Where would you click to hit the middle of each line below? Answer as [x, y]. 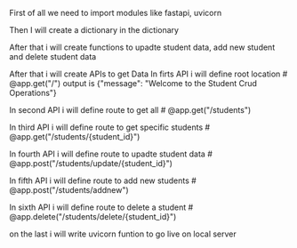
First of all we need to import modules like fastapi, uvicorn [116, 13]
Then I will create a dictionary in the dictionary [94, 30]
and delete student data [53, 56]
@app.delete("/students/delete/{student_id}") [93, 216]
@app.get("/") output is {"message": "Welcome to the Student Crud [133, 83]
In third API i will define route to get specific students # [110, 127]
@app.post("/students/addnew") [69, 190]
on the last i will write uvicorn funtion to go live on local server [123, 234]
